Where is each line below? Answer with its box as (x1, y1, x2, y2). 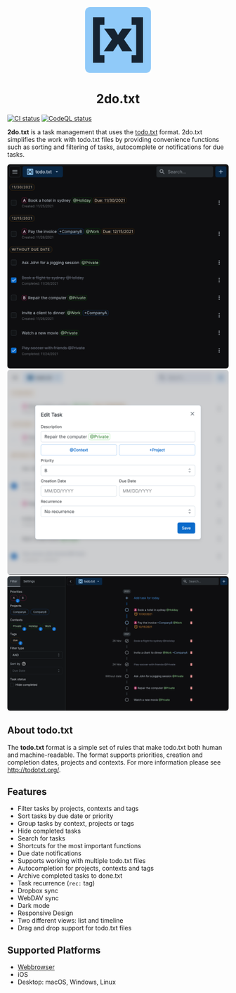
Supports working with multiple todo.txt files (17, 857, 146, 865)
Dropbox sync (17, 886, 58, 895)
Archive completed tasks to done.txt (17, 871, 123, 880)
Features (7, 786, 47, 798)
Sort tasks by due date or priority (17, 812, 114, 820)
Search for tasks (17, 834, 65, 843)
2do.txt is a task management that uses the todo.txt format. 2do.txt (7, 127, 202, 136)
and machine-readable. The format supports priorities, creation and (7, 751, 203, 759)
